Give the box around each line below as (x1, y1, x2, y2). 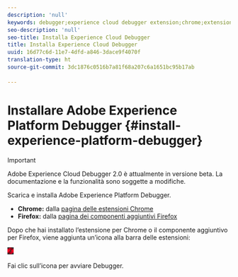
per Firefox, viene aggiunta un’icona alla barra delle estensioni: (7, 233, 191, 242)
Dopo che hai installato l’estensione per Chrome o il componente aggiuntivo (7, 225, 228, 234)
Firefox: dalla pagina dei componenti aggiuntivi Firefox (17, 212, 178, 220)
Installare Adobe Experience (7, 102, 178, 118)
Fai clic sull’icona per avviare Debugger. (7, 261, 124, 270)
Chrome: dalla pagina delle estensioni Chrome (17, 204, 154, 213)
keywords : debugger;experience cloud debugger (7, 18, 147, 26)
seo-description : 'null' (7, 26, 81, 33)
